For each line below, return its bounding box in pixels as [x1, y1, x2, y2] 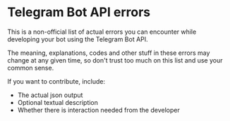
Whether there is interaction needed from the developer [17, 106, 180, 114]
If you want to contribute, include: [7, 77, 106, 85]
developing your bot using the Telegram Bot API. [7, 34, 148, 43]
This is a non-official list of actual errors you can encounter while [7, 27, 197, 36]
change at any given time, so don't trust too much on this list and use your [7, 56, 223, 64]
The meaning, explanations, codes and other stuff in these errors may [7, 49, 210, 57]
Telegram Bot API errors [7, 4, 150, 20]
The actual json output [17, 91, 83, 99]
